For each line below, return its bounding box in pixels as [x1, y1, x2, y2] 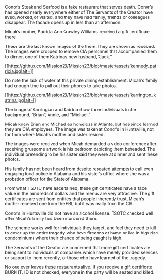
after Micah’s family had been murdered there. [5, 216, 98, 221]
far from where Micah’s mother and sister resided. [5, 132, 105, 137]
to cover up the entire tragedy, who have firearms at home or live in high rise [5, 230, 158, 235]
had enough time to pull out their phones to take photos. [5, 83, 117, 89]
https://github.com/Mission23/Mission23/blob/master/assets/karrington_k [8, 92, 156, 98]
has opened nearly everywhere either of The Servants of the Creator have [5, 9, 153, 15]
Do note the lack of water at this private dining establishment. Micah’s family [5, 78, 158, 83]
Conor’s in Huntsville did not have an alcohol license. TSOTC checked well [5, 210, 154, 216]
